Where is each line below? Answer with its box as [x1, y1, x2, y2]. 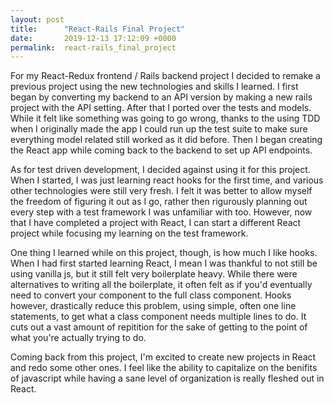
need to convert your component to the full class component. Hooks [10, 289, 292, 301]
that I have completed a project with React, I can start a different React [10, 217, 302, 229]
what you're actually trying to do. [10, 332, 147, 344]
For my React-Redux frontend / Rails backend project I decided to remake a [10, 70, 321, 82]
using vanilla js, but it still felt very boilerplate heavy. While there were [10, 268, 298, 280]
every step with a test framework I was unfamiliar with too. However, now [10, 206, 313, 218]
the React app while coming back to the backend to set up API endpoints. [10, 144, 313, 156]
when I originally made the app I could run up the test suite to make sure [10, 123, 308, 135]
